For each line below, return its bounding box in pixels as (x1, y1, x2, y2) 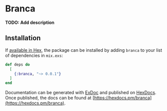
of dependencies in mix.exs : (5, 52, 63, 58)
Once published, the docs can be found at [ (5, 95, 95, 101)
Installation (5, 34, 41, 42)
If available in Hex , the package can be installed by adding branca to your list (5, 47, 163, 53)
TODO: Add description (5, 19, 55, 25)
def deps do (5, 62, 30, 67)
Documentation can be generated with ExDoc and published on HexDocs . (5, 90, 157, 96)
